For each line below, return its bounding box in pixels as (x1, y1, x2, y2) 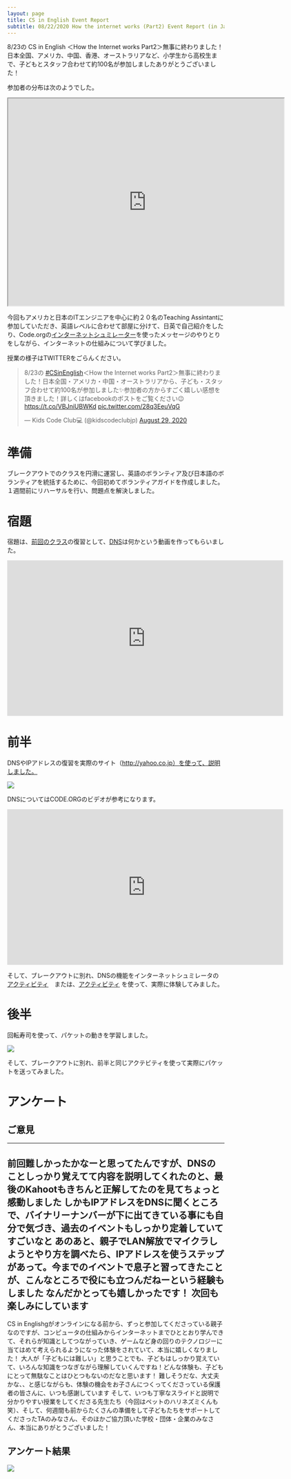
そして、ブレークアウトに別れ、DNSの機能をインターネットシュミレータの (7, 971, 219, 980)
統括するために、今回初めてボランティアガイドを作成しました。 (43, 478, 224, 486)
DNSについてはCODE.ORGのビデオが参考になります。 (7, 795, 160, 803)
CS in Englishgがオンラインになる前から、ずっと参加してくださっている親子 (7, 1319, 223, 1328)
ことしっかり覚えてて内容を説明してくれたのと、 (7, 1170, 214, 1182)
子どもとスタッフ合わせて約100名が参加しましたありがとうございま (19, 60, 210, 68)
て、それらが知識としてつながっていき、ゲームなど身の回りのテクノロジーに (7, 1337, 223, 1345)
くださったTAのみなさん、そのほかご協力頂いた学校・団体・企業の (7, 1415, 197, 1423)
